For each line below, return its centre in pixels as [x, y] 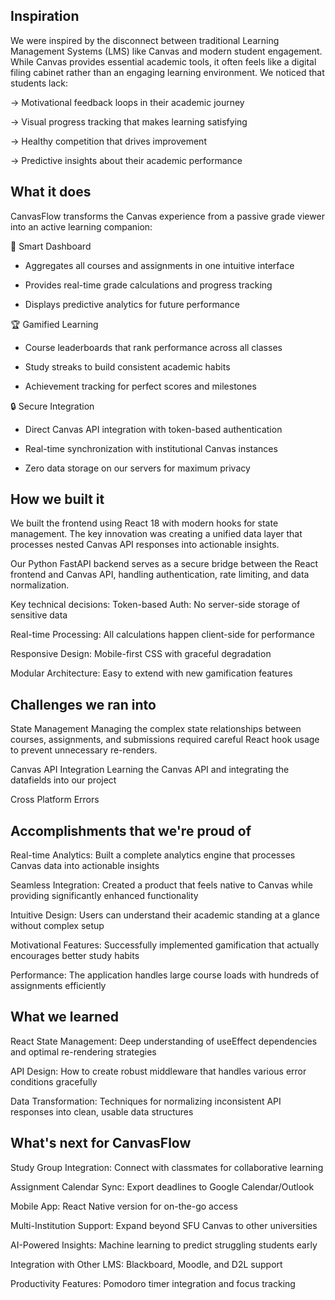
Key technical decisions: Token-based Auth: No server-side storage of [155, 605]
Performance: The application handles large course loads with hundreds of [165, 975]
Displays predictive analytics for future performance [132, 304]
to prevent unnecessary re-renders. [84, 750]
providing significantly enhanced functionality [104, 896]
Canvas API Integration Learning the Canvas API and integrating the [150, 770]
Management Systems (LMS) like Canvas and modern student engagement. [166, 51]
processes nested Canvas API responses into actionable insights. [145, 545]
